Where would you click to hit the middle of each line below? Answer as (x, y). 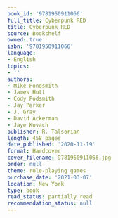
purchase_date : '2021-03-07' (50, 177)
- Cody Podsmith (31, 99)
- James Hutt (26, 92)
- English (22, 60)
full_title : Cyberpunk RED (47, 20)
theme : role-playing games (47, 171)
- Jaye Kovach (28, 125)
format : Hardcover (34, 151)
